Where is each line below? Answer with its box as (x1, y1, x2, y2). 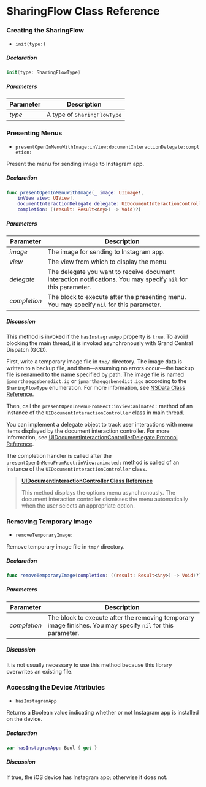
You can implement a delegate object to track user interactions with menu (6, 421, 193, 428)
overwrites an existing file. (6, 668, 73, 675)
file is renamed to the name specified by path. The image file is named (6, 371, 185, 378)
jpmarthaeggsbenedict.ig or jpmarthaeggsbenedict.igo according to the (6, 378, 187, 384)
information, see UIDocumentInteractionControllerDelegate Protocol (6, 434, 178, 441)
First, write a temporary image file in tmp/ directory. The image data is (6, 358, 183, 365)
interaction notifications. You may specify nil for (47, 275, 188, 284)
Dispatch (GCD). (6, 346, 48, 353)
